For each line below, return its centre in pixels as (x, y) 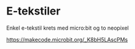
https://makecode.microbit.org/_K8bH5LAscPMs (67, 39)
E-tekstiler (33, 11)
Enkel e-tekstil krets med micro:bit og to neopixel (67, 28)
